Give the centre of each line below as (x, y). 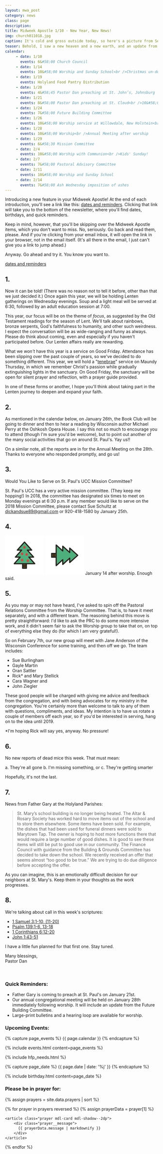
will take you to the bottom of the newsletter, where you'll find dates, (73, 210)
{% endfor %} (19, 1147)
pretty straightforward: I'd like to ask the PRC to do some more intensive (77, 621)
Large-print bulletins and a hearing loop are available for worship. (77, 1015)
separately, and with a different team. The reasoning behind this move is (77, 616)
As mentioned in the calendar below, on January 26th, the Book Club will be (81, 419)
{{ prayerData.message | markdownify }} (59, 1128)
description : (18, 26)
